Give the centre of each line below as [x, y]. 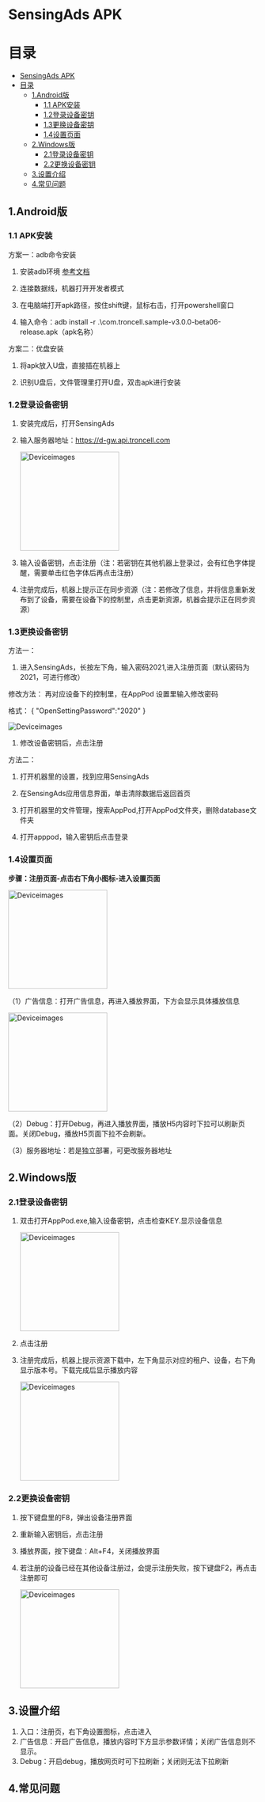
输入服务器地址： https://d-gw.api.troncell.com [95, 440]
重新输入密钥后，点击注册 [61, 1534]
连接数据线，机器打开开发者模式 [72, 288]
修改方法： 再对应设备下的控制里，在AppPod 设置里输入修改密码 [114, 694]
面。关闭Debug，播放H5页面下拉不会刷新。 [79, 1133]
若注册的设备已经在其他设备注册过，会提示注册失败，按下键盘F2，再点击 [138, 1568]
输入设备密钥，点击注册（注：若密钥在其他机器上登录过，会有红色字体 [134, 563]
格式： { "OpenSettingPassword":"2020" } [77, 711]
